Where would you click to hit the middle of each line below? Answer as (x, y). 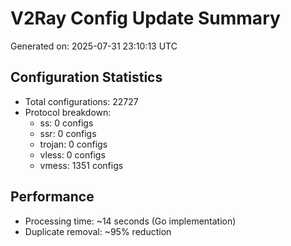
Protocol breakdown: (68, 112)
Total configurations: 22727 (81, 101)
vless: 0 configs (72, 154)
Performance (52, 197)
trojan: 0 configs (73, 144)
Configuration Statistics (86, 77)
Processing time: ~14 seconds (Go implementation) (130, 221)
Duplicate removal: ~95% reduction (98, 231)
